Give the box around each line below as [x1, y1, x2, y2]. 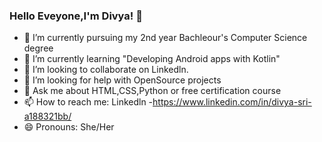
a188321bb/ [23, 110, 72, 123]
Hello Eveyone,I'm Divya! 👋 [9, 9, 143, 23]
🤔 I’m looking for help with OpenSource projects [23, 74, 222, 86]
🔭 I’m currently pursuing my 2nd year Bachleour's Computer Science [23, 32, 308, 44]
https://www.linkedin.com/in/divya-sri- [152, 96, 312, 108]
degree [23, 42, 54, 54]
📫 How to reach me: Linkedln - [23, 96, 154, 108]
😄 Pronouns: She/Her [23, 121, 115, 133]
